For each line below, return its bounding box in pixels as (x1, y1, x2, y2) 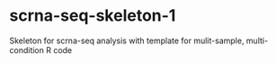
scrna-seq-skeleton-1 (9, 5, 176, 26)
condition (9, 44, 45, 55)
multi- (246, 35, 268, 46)
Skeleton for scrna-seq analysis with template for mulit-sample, (9, 35, 245, 46)
